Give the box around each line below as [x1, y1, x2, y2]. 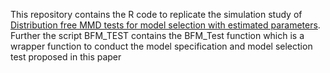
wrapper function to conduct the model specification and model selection [10, 40, 313, 52]
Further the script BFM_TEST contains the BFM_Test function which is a [10, 30, 305, 41]
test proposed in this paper [10, 51, 122, 63]
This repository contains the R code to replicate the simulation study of [10, 9, 303, 20]
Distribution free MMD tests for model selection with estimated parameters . [10, 19, 321, 31]
